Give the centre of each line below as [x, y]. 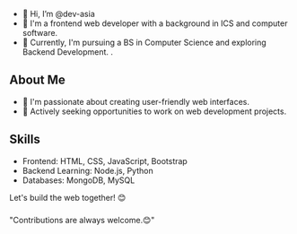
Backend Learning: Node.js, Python [88, 170]
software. [40, 33]
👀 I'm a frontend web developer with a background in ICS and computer [155, 23]
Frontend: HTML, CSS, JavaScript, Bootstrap [105, 160]
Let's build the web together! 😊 [68, 197]
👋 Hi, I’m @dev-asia [59, 14]
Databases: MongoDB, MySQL [79, 180]
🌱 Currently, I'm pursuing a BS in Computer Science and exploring [144, 42]
